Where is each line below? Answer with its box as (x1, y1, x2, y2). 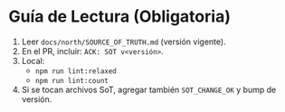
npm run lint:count (34, 76, 109, 85)
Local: (21, 55, 45, 66)
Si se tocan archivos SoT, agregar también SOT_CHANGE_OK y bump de (21, 84, 277, 95)
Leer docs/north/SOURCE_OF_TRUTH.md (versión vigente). (21, 36, 227, 47)
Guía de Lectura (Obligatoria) (8, 6, 232, 27)
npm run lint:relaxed (34, 66, 117, 76)
